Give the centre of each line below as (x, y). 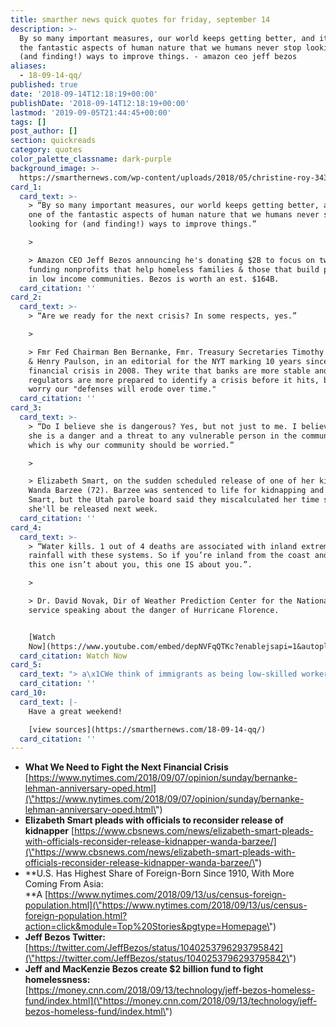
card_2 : (26, 297)
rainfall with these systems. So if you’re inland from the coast (169, 556)
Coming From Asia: (64, 884)
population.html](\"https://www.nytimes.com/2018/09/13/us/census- (166, 905)
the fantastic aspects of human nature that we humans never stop (160, 47)
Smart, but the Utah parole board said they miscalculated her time (174, 500)
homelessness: (57, 980)
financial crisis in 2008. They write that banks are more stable (169, 371)
